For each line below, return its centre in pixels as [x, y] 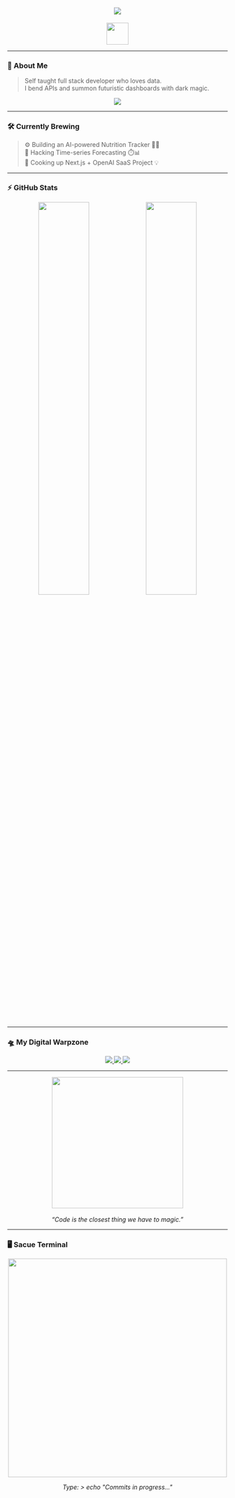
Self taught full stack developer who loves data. [93, 81]
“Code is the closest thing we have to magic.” [117, 1220]
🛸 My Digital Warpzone [48, 1042]
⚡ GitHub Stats [33, 188]
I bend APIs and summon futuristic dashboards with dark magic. [117, 88]
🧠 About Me [28, 65]
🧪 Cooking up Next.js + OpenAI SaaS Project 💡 [92, 162]
